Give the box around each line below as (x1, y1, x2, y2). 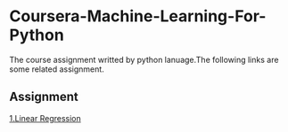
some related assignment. (9, 64, 104, 74)
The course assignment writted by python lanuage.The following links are (9, 54, 279, 65)
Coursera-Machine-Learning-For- (9, 6, 267, 27)
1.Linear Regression (9, 113, 82, 123)
